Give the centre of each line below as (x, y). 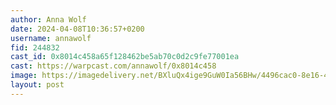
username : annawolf (51, 38)
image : (24, 76)
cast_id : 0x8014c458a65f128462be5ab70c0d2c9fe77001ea (125, 57)
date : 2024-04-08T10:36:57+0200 (77, 29)
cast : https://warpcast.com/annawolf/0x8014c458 (113, 66)
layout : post (37, 85)
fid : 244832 (35, 47)
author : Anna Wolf (48, 19)
